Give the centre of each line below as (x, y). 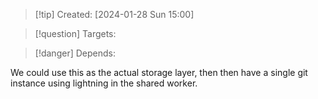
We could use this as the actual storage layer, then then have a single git (159, 72)
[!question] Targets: (75, 33)
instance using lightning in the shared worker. (104, 83)
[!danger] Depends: (75, 53)
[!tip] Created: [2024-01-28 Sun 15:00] (114, 14)
